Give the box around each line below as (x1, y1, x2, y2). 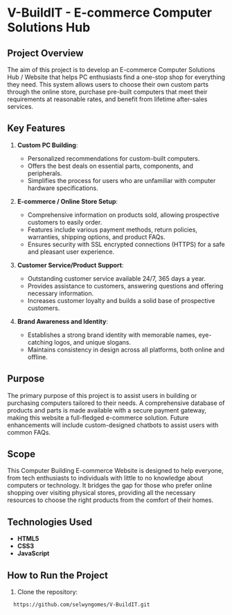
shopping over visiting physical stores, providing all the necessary (7, 489, 196, 497)
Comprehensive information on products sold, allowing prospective (27, 210, 220, 219)
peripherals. (27, 168, 62, 177)
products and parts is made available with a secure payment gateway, (7, 406, 206, 414)
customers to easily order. (27, 218, 102, 226)
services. (7, 103, 33, 110)
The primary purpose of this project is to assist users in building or (7, 391, 197, 399)
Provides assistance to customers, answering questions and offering (27, 281, 224, 290)
